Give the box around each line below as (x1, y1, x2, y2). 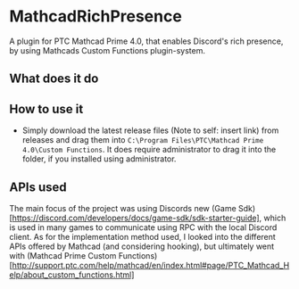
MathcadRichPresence (9, 6, 183, 27)
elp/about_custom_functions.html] (9, 269, 135, 280)
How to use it (9, 101, 84, 117)
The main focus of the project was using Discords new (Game (9, 202, 237, 213)
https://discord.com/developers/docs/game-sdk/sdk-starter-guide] (12, 212, 261, 223)
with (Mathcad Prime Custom (9, 250, 117, 260)
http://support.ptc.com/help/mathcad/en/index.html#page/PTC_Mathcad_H (12, 260, 290, 270)
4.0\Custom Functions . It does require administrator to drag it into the (21, 144, 277, 155)
